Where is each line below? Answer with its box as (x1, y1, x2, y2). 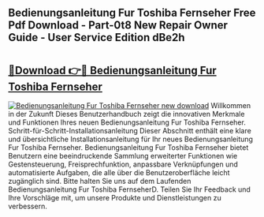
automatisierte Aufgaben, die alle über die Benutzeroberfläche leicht (8, 168, 230, 177)
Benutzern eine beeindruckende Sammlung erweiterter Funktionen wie (8, 152, 238, 160)
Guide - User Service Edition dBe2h (8, 31, 185, 44)
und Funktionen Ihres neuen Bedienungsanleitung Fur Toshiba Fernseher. (8, 118, 246, 127)
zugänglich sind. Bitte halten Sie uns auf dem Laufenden (8, 177, 191, 185)
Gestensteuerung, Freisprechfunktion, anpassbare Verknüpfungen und (8, 159, 238, 169)
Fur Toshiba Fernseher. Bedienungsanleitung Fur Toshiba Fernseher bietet (8, 143, 249, 152)
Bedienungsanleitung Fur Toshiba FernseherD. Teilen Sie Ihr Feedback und (8, 185, 251, 194)
